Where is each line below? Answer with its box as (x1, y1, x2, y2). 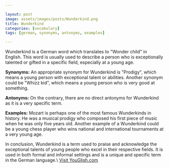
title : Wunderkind (5, 21, 44, 26)
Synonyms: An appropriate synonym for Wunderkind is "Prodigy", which (5, 69, 156, 75)
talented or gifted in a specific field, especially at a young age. (5, 59, 135, 65)
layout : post (5, 12, 33, 17)
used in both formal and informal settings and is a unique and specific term (5, 152, 161, 158)
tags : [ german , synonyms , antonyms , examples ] (5, 31, 105, 36)
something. (5, 85, 29, 91)
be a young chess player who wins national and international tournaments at (5, 126, 164, 132)
